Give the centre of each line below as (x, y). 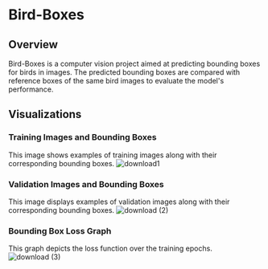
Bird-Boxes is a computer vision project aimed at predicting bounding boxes (134, 63)
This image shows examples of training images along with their (113, 155)
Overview (33, 45)
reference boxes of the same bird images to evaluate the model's (116, 81)
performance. (31, 89)
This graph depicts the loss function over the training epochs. (111, 249)
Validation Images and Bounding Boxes (86, 184)
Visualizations (45, 114)
